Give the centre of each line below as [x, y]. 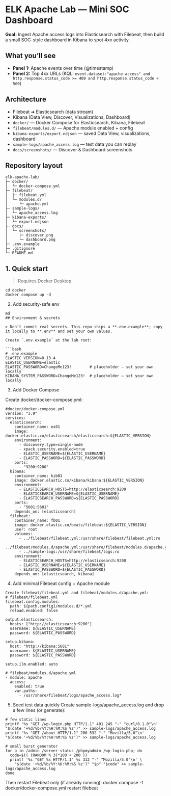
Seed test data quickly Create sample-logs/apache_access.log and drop [88, 705]
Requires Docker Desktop [45, 281]
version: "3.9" [21, 414]
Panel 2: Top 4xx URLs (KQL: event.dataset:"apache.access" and [81, 73]
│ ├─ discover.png [29, 235]
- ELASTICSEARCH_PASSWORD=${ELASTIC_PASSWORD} [69, 498]
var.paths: [26, 691]
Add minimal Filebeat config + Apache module [61, 583]
